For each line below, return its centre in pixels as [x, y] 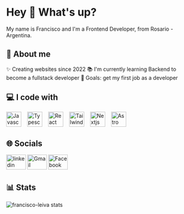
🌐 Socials [25, 143]
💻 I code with [32, 98]
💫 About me [28, 54]
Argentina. [19, 35]
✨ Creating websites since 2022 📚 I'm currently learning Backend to [91, 69]
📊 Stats [21, 187]
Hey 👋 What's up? [52, 12]
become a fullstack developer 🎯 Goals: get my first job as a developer [92, 78]
